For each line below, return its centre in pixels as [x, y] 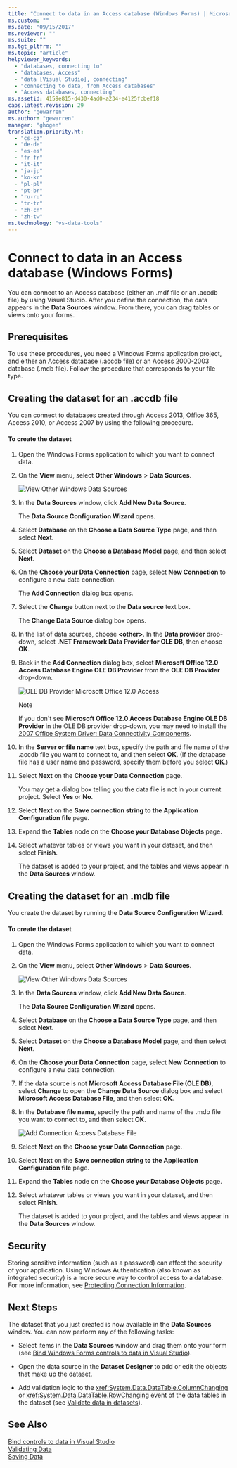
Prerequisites [38, 337]
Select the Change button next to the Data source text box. [104, 607]
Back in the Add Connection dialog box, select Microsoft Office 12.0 [118, 663]
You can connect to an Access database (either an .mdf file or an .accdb [113, 292]
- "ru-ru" [28, 197]
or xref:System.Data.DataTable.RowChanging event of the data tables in [122, 1395]
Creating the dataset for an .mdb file [89, 896]
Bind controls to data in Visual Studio [62, 1441]
